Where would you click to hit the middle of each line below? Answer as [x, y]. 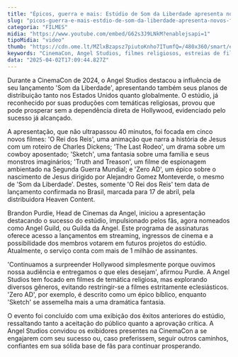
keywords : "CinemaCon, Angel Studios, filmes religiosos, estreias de [114, 54]
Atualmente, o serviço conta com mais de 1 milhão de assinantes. [103, 250]
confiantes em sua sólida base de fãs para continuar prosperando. [104, 346]
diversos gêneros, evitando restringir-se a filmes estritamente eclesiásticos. [118, 287]
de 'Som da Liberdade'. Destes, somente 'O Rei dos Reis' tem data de [109, 184]
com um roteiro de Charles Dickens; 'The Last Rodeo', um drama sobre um [116, 147]
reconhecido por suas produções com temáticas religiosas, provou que [111, 103]
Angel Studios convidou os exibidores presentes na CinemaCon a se [107, 331]
